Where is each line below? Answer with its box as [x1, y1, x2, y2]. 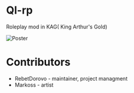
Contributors [6, 56, 71, 69]
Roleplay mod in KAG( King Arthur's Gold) [6, 23, 107, 30]
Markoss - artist [14, 81, 54, 88]
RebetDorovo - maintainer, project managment [14, 75, 128, 82]
